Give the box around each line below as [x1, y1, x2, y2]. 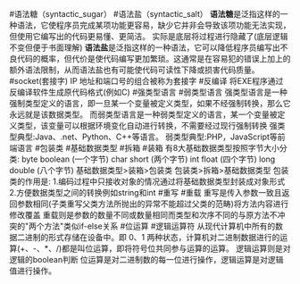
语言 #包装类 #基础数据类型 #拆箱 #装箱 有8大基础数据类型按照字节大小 [16, 143, 279, 153]
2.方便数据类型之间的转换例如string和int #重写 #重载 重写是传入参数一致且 [9, 188, 282, 197]
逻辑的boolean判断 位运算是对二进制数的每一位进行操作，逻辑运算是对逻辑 [9, 255, 284, 264]
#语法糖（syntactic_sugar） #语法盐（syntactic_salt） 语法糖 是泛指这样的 [9, 9, 281, 19]
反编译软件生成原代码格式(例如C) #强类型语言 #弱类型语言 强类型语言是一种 [9, 87, 287, 97]
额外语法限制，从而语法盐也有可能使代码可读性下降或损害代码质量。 [9, 64, 260, 75]
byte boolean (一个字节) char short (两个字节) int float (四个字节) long [21, 154, 276, 164]
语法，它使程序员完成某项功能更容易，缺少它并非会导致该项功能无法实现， [16, 20, 291, 30]
